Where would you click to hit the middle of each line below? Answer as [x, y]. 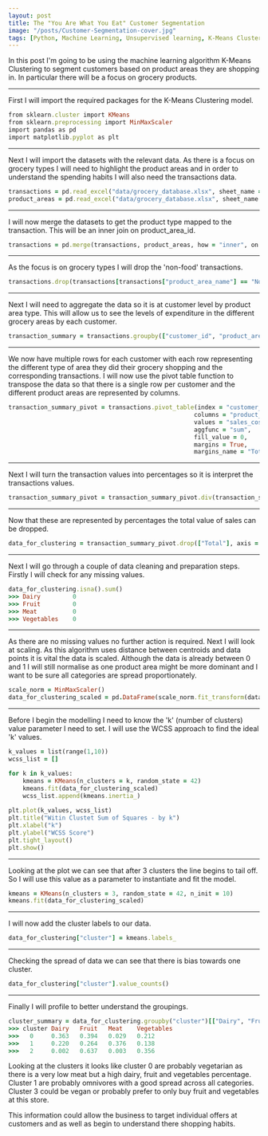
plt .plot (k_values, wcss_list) [60, 811]
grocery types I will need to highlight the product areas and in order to [124, 168]
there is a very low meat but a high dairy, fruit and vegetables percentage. [130, 1075]
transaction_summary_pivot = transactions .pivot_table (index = [116, 407]
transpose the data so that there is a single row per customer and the [122, 384]
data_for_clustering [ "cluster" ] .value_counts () [89, 984]
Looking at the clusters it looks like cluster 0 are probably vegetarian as [126, 1066]
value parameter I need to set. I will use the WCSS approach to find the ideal [134, 729]
